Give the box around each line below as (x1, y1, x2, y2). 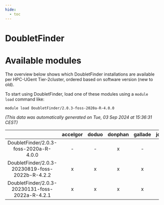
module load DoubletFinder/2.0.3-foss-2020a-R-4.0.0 (5, 105, 115, 110)
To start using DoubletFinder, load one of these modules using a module (5, 91, 148, 97)
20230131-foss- (11, 185, 53, 192)
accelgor (61, 131, 83, 138)
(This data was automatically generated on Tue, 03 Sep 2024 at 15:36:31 (5, 114, 152, 120)
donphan (107, 131, 129, 138)
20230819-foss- (11, 165, 53, 172)
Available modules (5, 55, 82, 66)
